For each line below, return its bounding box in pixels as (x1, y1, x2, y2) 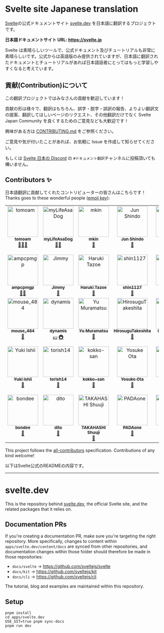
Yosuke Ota (121, 376, 144, 382)
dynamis (49, 328, 67, 334)
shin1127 (123, 285, 142, 290)
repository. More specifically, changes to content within (5, 539, 117, 544)
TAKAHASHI (81, 425, 106, 430)
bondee (15, 425, 31, 430)
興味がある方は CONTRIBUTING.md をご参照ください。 (5, 128, 116, 134)
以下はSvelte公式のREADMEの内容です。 (5, 463, 86, 469)
